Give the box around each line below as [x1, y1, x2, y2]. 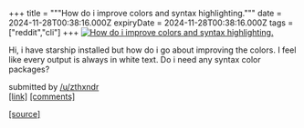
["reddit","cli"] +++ [8, 27, 79, 37]
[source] [8, 109, 41, 119]
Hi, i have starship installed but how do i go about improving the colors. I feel [8, 44, 297, 55]
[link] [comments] [8, 91, 76, 102]
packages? [8, 64, 50, 74]
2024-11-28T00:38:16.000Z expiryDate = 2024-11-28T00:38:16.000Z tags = [8, 17, 294, 28]
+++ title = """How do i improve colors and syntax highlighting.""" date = [8, 8, 282, 18]
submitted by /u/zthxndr [8, 82, 100, 92]
